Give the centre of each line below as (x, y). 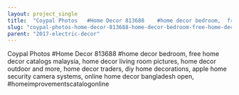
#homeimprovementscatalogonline (58, 84)
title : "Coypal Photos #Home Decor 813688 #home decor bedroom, (114, 21)
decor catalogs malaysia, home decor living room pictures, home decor (112, 62)
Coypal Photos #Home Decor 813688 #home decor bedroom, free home (113, 54)
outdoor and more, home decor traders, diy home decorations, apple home (117, 69)
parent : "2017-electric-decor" (54, 34)
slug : (15, 27)
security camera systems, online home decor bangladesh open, (101, 77)
